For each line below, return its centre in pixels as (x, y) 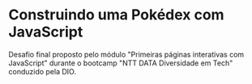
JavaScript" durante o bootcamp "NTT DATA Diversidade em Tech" (121, 63)
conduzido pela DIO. (43, 71)
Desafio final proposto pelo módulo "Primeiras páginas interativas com (126, 54)
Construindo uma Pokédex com (116, 15)
